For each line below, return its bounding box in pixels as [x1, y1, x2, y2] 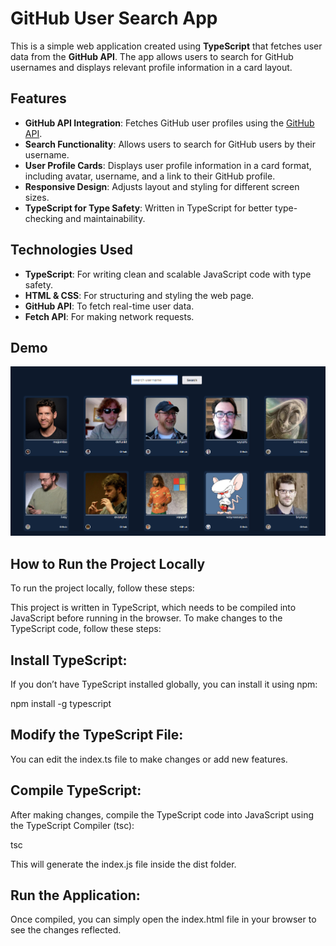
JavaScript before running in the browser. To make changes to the [10, 612, 283, 624]
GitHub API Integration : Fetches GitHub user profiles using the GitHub [24, 117, 315, 129]
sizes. [24, 191, 50, 203]
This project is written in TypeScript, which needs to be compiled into [10, 602, 297, 614]
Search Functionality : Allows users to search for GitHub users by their [24, 138, 316, 150]
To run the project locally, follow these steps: [10, 582, 195, 594]
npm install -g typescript [10, 697, 112, 709]
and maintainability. [65, 212, 146, 224]
